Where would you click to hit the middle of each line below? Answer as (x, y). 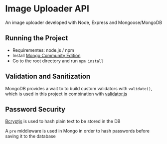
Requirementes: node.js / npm (43, 50)
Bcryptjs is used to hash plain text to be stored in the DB (63, 121)
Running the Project (37, 38)
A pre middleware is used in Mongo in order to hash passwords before (77, 131)
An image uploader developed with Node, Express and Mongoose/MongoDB (84, 22)
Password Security (35, 109)
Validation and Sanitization (48, 76)
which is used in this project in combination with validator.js (66, 94)
